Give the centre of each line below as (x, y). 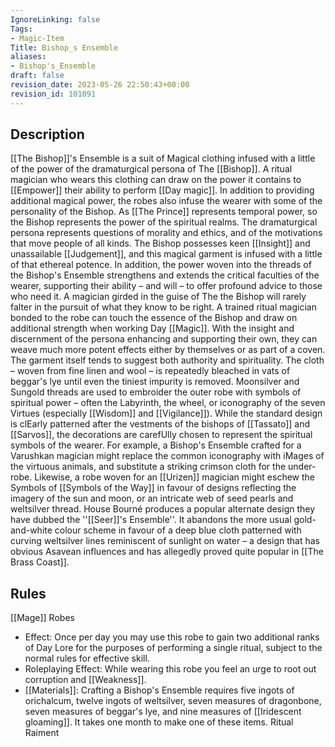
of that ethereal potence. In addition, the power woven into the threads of (161, 265)
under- (302, 467)
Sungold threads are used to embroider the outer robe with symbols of (156, 392)
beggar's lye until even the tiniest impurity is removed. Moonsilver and (155, 382)
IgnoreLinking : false (55, 19)
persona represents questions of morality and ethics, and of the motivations (166, 233)
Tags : (21, 29)
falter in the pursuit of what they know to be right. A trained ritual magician (163, 307)
